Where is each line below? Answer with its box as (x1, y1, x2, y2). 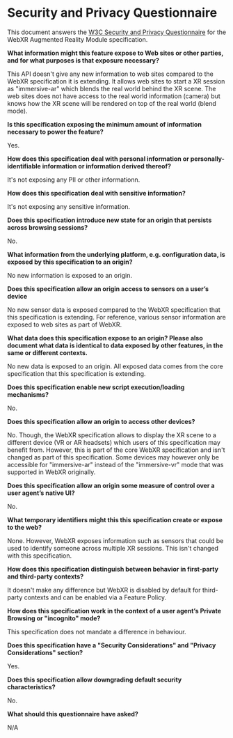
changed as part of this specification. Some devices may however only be (7, 453, 220, 461)
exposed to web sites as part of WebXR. (7, 320, 122, 329)
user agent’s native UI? (7, 489, 75, 497)
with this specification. (7, 551, 72, 560)
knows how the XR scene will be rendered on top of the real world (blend (7, 99, 217, 107)
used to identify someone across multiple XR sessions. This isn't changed (7, 544, 219, 552)
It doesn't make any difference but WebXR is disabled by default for (7, 586, 201, 594)
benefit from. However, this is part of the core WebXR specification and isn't (7, 446, 225, 454)
